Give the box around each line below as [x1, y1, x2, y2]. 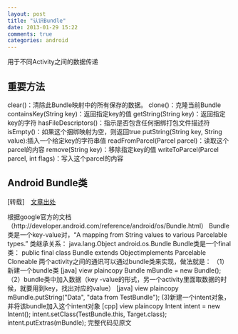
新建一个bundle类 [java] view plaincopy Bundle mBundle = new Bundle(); [7, 265, 222, 275]
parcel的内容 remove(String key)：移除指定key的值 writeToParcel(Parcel [7, 145, 219, 153]
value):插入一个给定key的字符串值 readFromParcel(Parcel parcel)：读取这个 [7, 136, 229, 145]
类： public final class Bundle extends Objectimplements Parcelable [7, 248, 207, 257]
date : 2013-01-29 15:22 [7, 24, 78, 31]
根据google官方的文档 [7, 212, 72, 221]
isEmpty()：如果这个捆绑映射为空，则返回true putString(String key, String [7, 127, 222, 136]
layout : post [7, 10, 46, 18]
